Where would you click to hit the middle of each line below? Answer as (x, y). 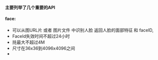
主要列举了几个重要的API (30, 7)
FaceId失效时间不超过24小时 (41, 36)
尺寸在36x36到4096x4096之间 (44, 48)
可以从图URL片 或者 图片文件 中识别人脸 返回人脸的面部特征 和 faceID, (83, 30)
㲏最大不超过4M (28, 42)
